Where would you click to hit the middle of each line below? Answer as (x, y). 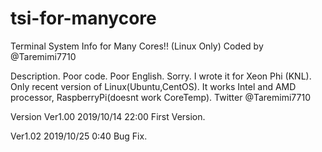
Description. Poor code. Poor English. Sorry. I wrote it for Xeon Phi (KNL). (161, 76)
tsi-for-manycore (83, 18)
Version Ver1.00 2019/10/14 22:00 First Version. (108, 116)
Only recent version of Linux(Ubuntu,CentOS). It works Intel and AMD (153, 86)
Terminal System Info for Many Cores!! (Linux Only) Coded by (137, 46)
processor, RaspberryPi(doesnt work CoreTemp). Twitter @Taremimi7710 (160, 97)
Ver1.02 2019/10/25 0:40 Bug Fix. (79, 136)
